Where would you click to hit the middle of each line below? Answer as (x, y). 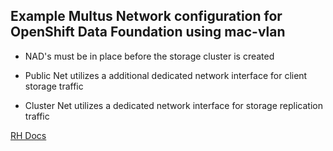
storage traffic (54, 86)
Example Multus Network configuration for (146, 16)
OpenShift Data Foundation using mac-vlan (148, 32)
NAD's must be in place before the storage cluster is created (149, 56)
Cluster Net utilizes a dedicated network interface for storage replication (173, 105)
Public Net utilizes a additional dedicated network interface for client (166, 75)
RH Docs (28, 135)
